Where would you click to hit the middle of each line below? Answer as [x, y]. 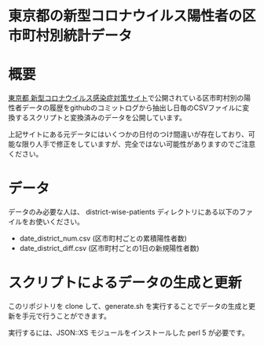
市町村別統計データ [70, 36]
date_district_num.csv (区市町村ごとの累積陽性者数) [103, 239]
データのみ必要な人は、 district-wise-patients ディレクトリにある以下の [124, 212]
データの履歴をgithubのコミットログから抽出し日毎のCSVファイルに [132, 108]
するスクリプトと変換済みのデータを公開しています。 [101, 118]
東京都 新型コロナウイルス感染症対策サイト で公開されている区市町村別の [126, 98]
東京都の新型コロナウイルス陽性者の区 [132, 16]
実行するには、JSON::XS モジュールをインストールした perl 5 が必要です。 [128, 332]
